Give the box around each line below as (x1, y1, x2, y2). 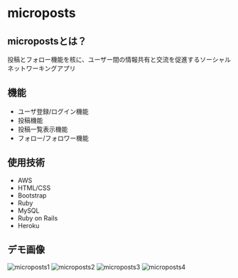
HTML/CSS (17, 183, 51, 192)
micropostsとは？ (7, 35, 87, 47)
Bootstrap (17, 191, 47, 200)
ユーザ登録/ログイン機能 (17, 107, 89, 115)
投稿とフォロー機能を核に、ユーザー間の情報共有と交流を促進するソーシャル (7, 55, 232, 63)
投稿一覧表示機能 (17, 124, 68, 133)
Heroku (17, 221, 40, 230)
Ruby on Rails (17, 213, 58, 222)
